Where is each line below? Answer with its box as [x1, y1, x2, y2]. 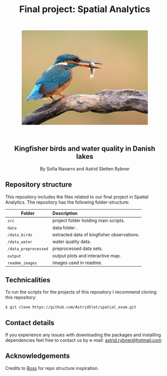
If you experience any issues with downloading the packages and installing [5, 332, 161, 338]
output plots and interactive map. [52, 253, 121, 259]
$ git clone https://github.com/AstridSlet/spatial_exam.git [5, 305, 137, 310]
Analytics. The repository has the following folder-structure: [5, 199, 130, 205]
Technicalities [5, 276, 50, 284]
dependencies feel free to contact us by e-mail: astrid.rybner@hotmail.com [5, 337, 162, 343]
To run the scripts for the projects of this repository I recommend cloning [5, 289, 157, 295]
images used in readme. [52, 260, 102, 266]
